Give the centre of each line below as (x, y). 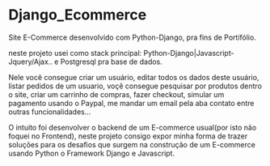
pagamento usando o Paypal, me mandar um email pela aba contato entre (131, 103)
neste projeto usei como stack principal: (75, 53)
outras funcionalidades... (50, 112)
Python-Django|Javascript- (189, 53)
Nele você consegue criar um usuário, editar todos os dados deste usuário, (134, 77)
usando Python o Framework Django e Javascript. (92, 153)
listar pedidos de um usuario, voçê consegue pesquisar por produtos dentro (135, 86)
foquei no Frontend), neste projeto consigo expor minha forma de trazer (128, 136)
